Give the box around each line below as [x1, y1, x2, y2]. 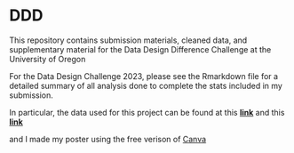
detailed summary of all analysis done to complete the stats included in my [9, 80, 282, 91]
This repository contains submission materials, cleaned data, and [9, 35, 248, 45]
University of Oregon [9, 53, 86, 64]
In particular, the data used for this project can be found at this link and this [9, 107, 285, 117]
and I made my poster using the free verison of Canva [9, 133, 207, 144]
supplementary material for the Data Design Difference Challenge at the [9, 44, 272, 54]
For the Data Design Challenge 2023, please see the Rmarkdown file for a [9, 70, 278, 81]
